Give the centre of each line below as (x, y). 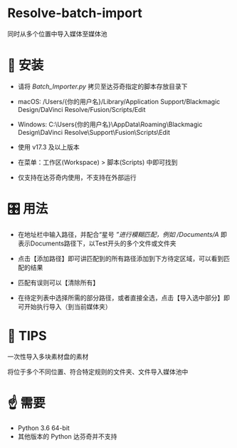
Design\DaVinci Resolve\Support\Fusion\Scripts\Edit (94, 132)
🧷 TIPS (27, 336)
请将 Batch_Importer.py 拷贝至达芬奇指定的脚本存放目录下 (102, 86)
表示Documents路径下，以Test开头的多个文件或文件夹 (97, 243)
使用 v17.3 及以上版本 (48, 147)
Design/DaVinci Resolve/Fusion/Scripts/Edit (81, 109)
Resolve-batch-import (75, 13)
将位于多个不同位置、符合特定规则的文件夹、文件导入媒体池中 (98, 372)
